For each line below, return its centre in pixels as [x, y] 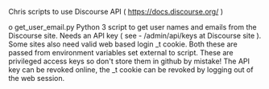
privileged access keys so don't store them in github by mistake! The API [129, 61]
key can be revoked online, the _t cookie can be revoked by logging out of [131, 70]
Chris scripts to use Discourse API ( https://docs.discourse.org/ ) [116, 12]
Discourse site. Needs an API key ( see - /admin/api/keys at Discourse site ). [135, 36]
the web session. [37, 78]
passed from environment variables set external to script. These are [121, 53]
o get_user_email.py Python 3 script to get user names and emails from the [132, 27]
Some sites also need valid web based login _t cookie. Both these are [123, 44]
